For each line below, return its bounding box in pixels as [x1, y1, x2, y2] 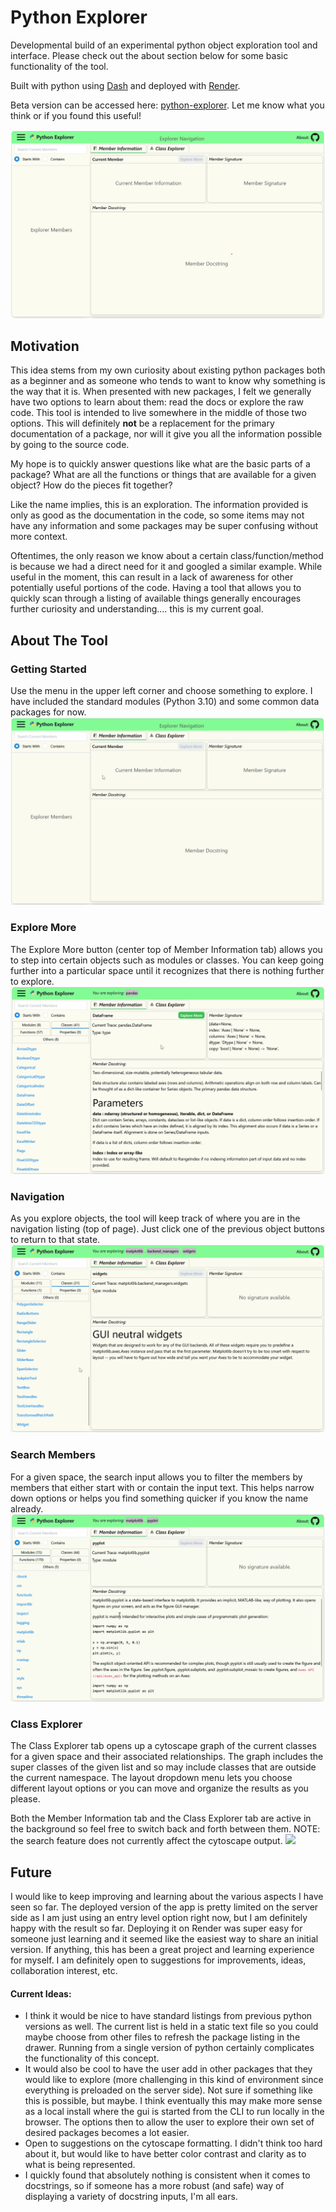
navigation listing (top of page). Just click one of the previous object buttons [10, 1223, 325, 1235]
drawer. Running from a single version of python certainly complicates [24, 2042, 315, 2054]
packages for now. [10, 706, 87, 718]
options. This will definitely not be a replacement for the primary [10, 417, 275, 430]
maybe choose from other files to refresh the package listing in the [24, 2031, 301, 2043]
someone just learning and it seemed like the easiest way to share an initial [10, 1933, 319, 1945]
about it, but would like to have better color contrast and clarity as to [24, 2148, 307, 2160]
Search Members [10, 1448, 96, 1462]
